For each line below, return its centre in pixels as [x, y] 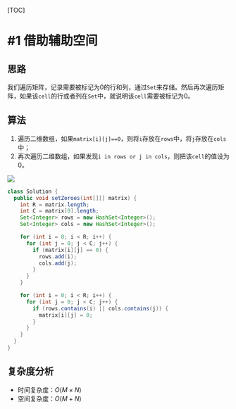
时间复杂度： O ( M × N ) [50, 389]
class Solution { [33, 191]
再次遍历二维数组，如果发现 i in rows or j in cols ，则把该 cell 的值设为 [123, 156]
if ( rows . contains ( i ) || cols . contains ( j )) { [101, 308]
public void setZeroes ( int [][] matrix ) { [75, 198]
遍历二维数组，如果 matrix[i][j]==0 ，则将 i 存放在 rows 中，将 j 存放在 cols [122, 138]
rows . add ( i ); [58, 256]
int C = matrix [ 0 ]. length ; [60, 211]
